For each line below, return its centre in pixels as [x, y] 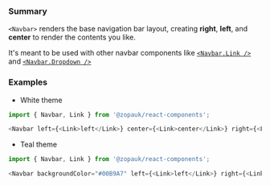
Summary [28, 11]
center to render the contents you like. [72, 37]
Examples [28, 82]
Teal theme [39, 145]
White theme [41, 100]
